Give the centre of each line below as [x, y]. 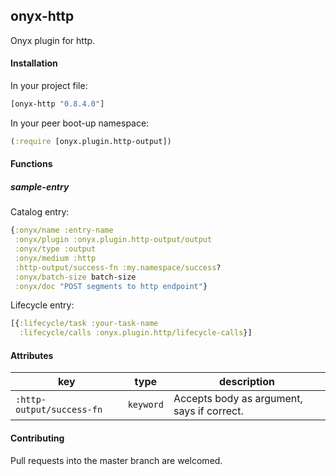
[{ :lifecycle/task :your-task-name [84, 324]
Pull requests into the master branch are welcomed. [116, 460]
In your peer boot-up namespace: [80, 123]
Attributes [32, 355]
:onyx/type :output [55, 249]
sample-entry [40, 186]
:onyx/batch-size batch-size [75, 277]
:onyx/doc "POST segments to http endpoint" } [111, 286]
